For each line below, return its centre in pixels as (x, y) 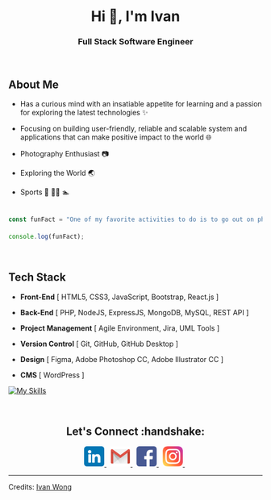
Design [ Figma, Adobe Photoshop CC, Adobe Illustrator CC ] (122, 359)
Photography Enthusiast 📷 (65, 154)
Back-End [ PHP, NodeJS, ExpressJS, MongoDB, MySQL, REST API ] (134, 312)
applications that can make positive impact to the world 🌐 (116, 137)
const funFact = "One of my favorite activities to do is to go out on (131, 220)
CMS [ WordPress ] (52, 375)
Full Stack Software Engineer (135, 42)
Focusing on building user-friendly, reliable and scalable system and (133, 129)
